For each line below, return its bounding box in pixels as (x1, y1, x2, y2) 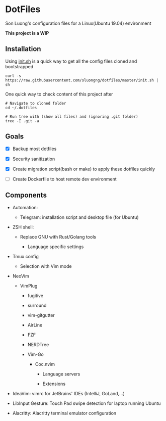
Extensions (42, 381, 66, 387)
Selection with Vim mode (20, 263, 72, 269)
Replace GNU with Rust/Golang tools (20, 233, 97, 240)
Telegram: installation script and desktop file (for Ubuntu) (20, 214, 139, 220)
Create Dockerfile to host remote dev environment (12, 176, 117, 182)
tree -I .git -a (5, 118, 39, 123)
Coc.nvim (35, 361, 55, 367)
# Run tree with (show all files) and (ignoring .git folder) (5, 114, 138, 119)
